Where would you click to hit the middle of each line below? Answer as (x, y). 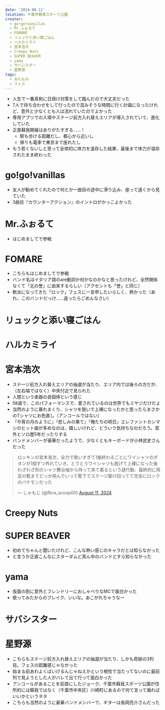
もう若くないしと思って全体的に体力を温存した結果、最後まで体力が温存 (86, 148)
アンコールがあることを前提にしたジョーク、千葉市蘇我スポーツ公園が (83, 684)
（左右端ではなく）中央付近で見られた (51, 390)
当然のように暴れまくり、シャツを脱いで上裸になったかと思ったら (80, 409)
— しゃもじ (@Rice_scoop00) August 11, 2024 (64, 492)
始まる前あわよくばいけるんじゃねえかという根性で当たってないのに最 (84, 671)
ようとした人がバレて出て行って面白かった (69, 677)
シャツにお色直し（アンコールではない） (61, 415)
